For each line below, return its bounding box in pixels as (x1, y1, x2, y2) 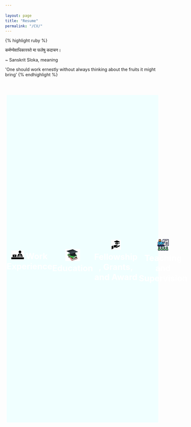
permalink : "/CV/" (5, 24, 43, 29)
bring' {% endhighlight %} (5, 72, 58, 78)
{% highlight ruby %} (5, 37, 48, 44)
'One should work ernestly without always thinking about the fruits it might (5, 66, 156, 72)
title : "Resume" (5, 18, 38, 23)
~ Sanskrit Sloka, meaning (5, 57, 58, 63)
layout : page (5, 13, 32, 18)
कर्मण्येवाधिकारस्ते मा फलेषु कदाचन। (5, 47, 61, 53)
